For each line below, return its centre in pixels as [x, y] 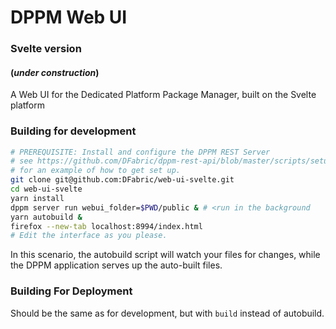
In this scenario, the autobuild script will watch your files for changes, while [165, 255]
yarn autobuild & [46, 217]
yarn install [37, 198]
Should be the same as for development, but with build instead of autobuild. [167, 313]
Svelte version [46, 49]
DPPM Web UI [69, 17]
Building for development [73, 131]
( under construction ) [55, 72]
